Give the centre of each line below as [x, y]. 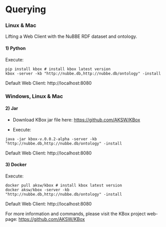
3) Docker [16, 165]
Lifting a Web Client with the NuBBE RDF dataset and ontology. [71, 36]
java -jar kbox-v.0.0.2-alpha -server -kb [51, 139]
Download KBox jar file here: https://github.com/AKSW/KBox [76, 120]
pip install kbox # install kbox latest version [58, 69]
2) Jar [12, 108]
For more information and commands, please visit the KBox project [76, 214]
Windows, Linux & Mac [34, 96]
